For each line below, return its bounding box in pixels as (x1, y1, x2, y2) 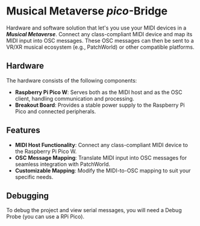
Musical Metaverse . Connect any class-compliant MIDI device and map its (6, 30, 193, 37)
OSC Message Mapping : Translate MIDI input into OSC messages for (14, 154, 187, 161)
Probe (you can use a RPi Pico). (6, 213, 85, 221)
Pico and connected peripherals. (14, 107, 96, 115)
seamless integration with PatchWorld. (14, 160, 110, 168)
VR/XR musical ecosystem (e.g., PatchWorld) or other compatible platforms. (6, 43, 195, 51)
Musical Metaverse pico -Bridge (6, 4, 167, 18)
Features (6, 125, 40, 136)
